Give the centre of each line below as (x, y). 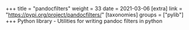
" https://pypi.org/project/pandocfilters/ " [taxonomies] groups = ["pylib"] (94, 15)
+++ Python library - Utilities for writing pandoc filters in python (84, 21)
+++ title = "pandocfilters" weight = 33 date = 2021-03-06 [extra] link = (94, 9)
